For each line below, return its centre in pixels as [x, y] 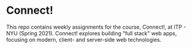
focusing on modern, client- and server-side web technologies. [84, 39]
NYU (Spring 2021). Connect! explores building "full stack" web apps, [92, 33]
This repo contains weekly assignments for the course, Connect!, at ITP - [96, 27]
